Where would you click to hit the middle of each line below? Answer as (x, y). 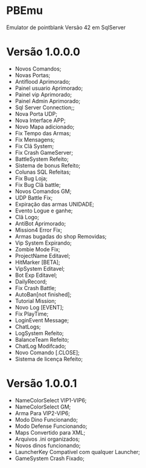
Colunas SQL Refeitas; (43, 172)
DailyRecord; (31, 281)
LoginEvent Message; (42, 320)
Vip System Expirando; (43, 243)
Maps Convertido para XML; (50, 432)
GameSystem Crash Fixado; (49, 458)
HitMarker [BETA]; (37, 262)
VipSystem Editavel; (40, 268)
